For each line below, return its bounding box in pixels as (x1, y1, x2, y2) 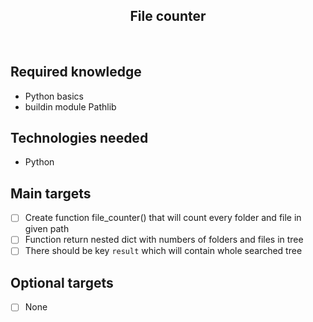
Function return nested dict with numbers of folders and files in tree (24, 234, 304, 246)
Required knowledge (10, 64, 142, 81)
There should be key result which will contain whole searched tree (24, 245, 303, 257)
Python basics (24, 90, 85, 102)
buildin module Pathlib (24, 100, 117, 113)
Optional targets (10, 274, 114, 291)
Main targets (10, 185, 92, 202)
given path (24, 223, 70, 235)
